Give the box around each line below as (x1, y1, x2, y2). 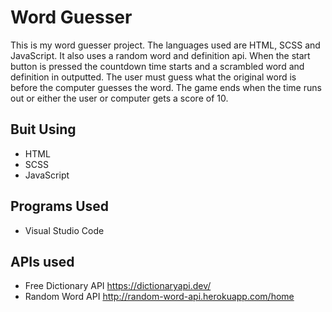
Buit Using (10, 121, 77, 138)
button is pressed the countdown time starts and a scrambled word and (10, 60, 305, 72)
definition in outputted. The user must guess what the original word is (10, 71, 297, 83)
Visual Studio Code (24, 224, 105, 236)
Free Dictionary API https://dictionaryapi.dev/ (24, 280, 212, 292)
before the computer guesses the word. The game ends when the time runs (10, 81, 322, 93)
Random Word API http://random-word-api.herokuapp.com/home (24, 291, 295, 303)
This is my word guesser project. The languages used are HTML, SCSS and (10, 39, 321, 51)
